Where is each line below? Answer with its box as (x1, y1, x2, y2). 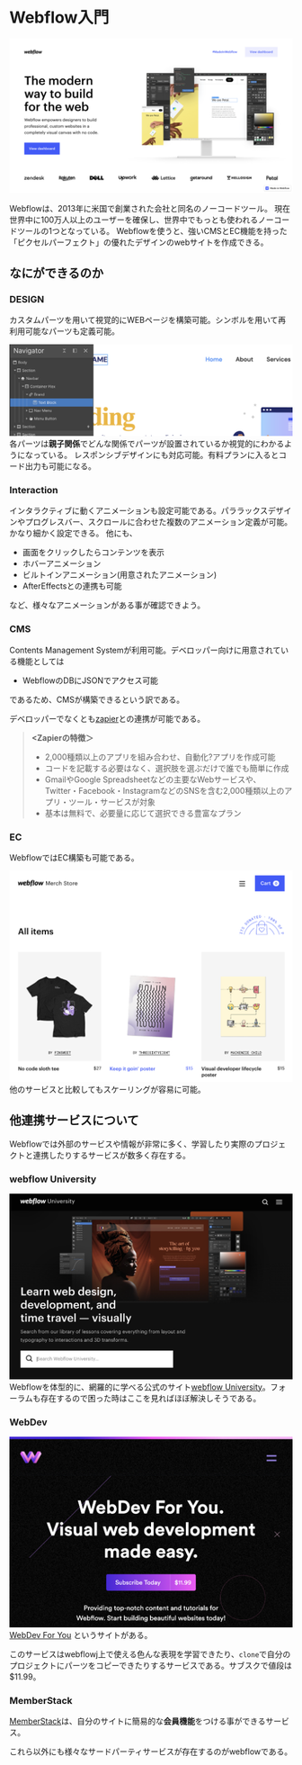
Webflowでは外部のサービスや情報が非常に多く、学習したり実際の (9, 1139, 254, 1149)
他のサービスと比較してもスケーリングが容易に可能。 (9, 1084, 206, 1094)
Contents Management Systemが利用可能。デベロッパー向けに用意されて (9, 644, 281, 655)
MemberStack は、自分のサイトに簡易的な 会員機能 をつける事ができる (9, 1715, 266, 1727)
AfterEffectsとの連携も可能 (22, 581, 122, 591)
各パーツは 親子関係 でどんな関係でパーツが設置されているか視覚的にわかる (9, 438, 285, 449)
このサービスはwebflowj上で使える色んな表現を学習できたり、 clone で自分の (9, 1648, 291, 1660)
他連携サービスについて (9, 1112, 139, 1129)
